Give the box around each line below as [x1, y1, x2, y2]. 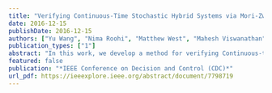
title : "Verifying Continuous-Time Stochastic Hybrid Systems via [8, 11, 237, 20]
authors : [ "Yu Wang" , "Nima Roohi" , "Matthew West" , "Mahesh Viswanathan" [8, 34, 266, 43]
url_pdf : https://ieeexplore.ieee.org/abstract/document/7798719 [8, 72, 233, 80]
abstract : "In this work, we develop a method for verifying [8, 49, 219, 57]
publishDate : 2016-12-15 [8, 27, 92, 35]
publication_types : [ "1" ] [8, 42, 96, 50]
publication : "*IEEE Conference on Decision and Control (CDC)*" [8, 65, 233, 73]
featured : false [8, 57, 63, 66]
